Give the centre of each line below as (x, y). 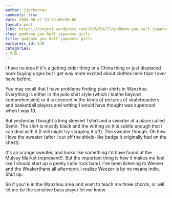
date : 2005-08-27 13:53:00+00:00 (41, 20)
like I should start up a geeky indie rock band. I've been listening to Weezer (84, 163)
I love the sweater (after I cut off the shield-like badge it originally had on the (86, 137)
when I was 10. (21, 111)
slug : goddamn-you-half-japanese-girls (48, 34)
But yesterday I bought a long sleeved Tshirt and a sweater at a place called (85, 120)
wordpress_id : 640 (25, 44)
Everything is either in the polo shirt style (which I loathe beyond (73, 94)
